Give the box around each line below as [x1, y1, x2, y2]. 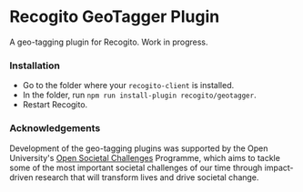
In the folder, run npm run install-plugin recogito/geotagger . [22, 89, 257, 101]
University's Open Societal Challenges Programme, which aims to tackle [9, 152, 280, 163]
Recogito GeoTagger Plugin [9, 6, 220, 27]
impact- [264, 162, 294, 173]
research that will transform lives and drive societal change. [35, 171, 259, 183]
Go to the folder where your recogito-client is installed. [22, 80, 235, 91]
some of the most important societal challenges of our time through [9, 162, 263, 173]
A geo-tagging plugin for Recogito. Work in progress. [9, 36, 208, 47]
